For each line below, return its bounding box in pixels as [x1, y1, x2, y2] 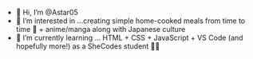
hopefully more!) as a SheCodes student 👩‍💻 [15, 41, 160, 51]
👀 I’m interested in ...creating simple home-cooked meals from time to [15, 16, 246, 26]
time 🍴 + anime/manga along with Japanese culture [15, 25, 186, 33]
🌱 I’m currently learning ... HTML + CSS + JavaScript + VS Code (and [15, 33, 243, 42]
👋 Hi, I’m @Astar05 [15, 8, 78, 17]
